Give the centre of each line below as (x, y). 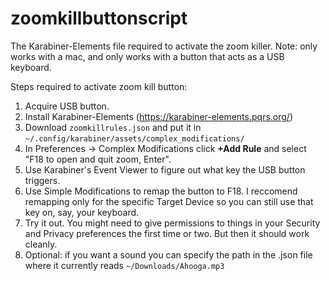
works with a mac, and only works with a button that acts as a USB (147, 56)
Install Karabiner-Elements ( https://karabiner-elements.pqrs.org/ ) (158, 116)
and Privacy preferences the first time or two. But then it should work (167, 233)
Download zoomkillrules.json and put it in (113, 127)
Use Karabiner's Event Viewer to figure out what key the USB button (165, 169)
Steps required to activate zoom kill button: (99, 86)
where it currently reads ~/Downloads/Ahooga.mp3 (124, 265)
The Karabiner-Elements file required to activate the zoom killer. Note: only (164, 46)
